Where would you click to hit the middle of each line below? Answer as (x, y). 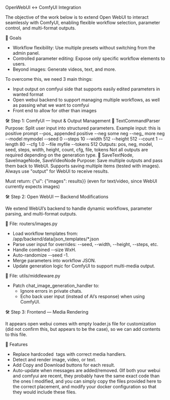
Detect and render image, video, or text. (54, 360)
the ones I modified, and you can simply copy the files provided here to (87, 381)
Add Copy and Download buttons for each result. (64, 365)
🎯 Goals (13, 38)
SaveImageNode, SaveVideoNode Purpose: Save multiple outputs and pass (84, 160)
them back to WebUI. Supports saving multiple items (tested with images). (83, 166)
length (12, 144)
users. (19, 64)
